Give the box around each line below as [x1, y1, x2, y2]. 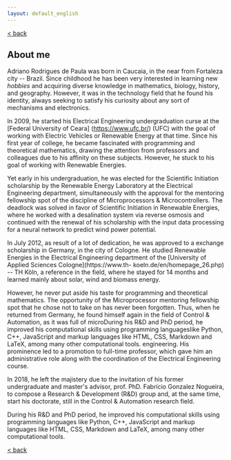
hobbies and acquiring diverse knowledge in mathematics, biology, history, [7, 82, 220, 90]
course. [7, 362, 29, 370]
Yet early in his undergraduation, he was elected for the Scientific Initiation [7, 174, 219, 182]
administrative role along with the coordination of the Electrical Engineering [7, 355, 221, 363]
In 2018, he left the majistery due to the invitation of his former [7, 375, 184, 384]
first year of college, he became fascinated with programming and [7, 139, 195, 147]
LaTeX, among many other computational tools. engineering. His [7, 340, 190, 348]
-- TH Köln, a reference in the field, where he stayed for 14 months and [7, 268, 209, 276]
